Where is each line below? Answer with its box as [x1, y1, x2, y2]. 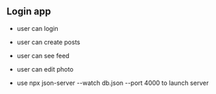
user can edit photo [16, 65, 74, 73]
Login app [6, 6, 51, 18]
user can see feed [16, 51, 70, 60]
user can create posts [16, 38, 80, 46]
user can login [16, 24, 59, 32]
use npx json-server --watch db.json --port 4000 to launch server [16, 79, 209, 87]
